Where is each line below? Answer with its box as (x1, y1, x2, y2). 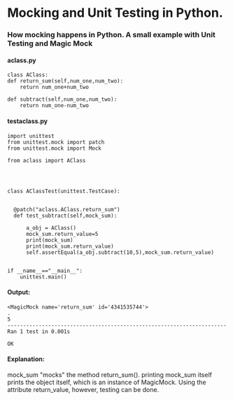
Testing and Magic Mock (7, 38, 93, 48)
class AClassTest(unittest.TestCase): (7, 188, 120, 195)
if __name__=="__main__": (7, 267, 83, 274)
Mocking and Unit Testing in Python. (7, 5, 223, 21)
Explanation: (7, 355, 45, 363)
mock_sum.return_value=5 (25, 230, 99, 237)
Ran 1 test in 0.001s (7, 328, 71, 335)
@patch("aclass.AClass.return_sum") (13, 206, 120, 213)
